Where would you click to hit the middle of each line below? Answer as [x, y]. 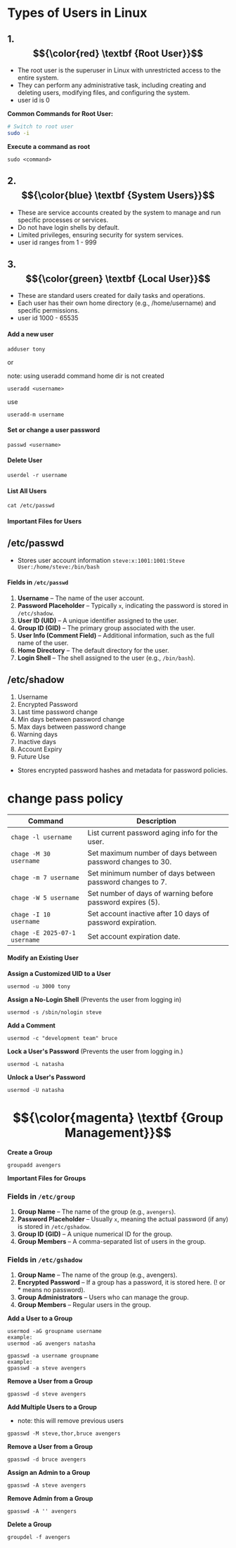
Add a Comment [32, 1025]
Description [157, 821]
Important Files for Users [45, 521]
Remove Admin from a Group [50, 1499]
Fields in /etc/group [41, 1196]
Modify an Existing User [43, 958]
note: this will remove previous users [71, 1421]
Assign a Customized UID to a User [59, 973]
